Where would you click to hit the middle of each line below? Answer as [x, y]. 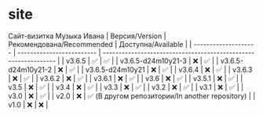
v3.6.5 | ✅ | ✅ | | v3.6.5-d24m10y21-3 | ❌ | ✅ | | [142, 61]
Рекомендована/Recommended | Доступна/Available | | [100, 44]
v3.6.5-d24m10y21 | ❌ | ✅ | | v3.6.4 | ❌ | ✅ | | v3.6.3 [169, 69]
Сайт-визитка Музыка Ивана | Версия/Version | [87, 36]
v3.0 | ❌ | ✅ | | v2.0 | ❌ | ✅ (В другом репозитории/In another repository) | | [132, 96]
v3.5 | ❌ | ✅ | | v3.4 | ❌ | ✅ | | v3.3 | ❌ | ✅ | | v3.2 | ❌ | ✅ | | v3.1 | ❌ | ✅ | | [126, 87]
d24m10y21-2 [30, 69]
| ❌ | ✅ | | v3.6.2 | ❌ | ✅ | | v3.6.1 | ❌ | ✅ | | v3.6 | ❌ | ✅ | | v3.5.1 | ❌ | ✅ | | [126, 78]
